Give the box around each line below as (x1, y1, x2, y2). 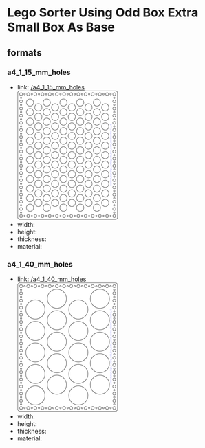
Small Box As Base (7, 19, 116, 35)
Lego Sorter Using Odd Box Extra (7, 5, 199, 21)
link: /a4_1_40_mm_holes (17, 275, 87, 283)
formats (7, 47, 43, 58)
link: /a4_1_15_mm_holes (17, 82, 85, 91)
